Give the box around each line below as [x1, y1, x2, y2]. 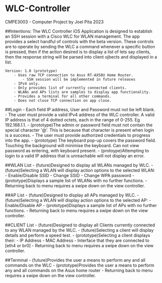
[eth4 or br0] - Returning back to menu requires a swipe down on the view [5, 242, 154, 248]
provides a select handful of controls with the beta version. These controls [5, 38, 154, 44]
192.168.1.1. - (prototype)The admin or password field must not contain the [5, 122, 153, 128]
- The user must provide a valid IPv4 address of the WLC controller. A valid [5, 112, 155, 118]
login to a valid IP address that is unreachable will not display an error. [5, 153, 145, 159]
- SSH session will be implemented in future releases [22, 77, 136, 82]
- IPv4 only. [14, 81, 40, 86]
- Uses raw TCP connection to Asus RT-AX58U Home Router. [14, 73, 133, 77]
